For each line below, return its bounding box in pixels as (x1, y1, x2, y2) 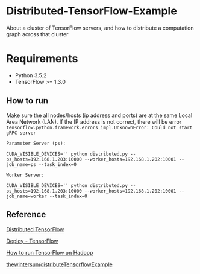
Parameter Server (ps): (6, 140, 66, 146)
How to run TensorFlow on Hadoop (6, 249, 93, 256)
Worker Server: (6, 172, 45, 178)
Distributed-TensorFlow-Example (6, 4, 178, 18)
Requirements (6, 52, 78, 66)
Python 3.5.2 (14, 71, 47, 79)
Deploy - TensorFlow (6, 237, 58, 244)
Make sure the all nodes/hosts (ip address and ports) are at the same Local (6, 112, 193, 119)
